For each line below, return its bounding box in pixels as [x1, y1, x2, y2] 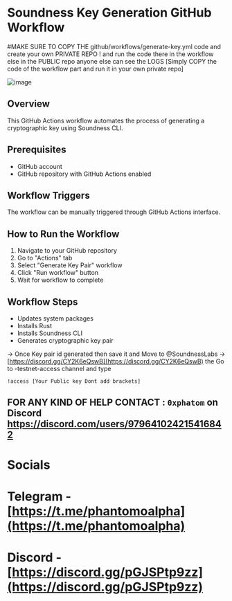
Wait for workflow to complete [17, 276, 104, 285]
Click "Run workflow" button [17, 269, 99, 277]
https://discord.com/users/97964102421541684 [7, 418, 222, 430]
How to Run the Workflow [7, 228, 120, 240]
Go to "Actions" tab [17, 254, 73, 262]
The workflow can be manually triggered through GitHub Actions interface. [7, 208, 221, 216]
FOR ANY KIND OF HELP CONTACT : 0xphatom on [7, 397, 218, 409]
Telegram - [7, 488, 71, 504]
